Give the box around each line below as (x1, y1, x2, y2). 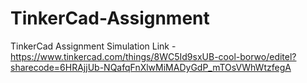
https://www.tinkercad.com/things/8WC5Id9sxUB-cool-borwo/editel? (10, 50, 297, 62)
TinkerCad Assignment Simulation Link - (10, 40, 177, 52)
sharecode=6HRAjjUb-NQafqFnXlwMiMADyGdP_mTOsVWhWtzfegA (10, 61, 292, 73)
